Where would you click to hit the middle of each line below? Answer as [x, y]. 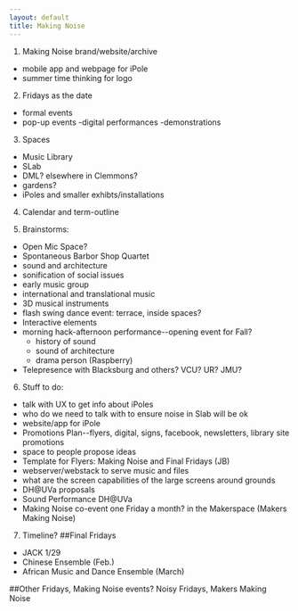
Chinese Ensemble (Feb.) [68, 562]
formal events [47, 112]
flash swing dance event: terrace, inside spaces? [112, 312]
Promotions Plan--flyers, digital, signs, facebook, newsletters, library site [156, 433]
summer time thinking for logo [77, 78]
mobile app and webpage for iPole [85, 69]
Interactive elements [60, 322]
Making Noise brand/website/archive [90, 51]
